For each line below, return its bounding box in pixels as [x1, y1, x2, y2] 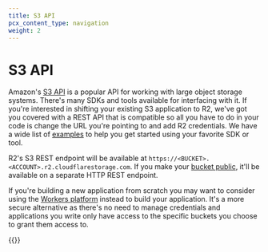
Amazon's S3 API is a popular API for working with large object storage [8, 87, 242, 96]
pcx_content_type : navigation [8, 19, 110, 27]
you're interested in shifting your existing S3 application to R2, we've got [8, 104, 248, 114]
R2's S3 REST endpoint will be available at [8, 153, 147, 163]
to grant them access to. [8, 220, 90, 230]
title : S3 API [8, 11, 56, 20]
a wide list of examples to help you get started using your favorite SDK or [8, 129, 250, 140]
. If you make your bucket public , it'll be [130, 162, 260, 171]
